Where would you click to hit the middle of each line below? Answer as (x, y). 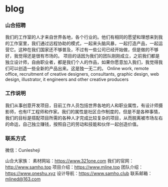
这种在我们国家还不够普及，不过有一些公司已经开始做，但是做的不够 (88, 50)
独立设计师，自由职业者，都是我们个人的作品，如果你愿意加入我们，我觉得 (82, 62)
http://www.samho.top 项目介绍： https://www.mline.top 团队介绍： (74, 167)
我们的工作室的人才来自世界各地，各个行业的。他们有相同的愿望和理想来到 (82, 37)
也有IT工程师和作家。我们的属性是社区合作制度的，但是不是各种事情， (90, 111)
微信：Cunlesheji (22, 150)
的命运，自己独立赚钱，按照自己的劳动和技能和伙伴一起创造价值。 (73, 124)
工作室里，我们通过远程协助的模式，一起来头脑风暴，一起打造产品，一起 (84, 44)
